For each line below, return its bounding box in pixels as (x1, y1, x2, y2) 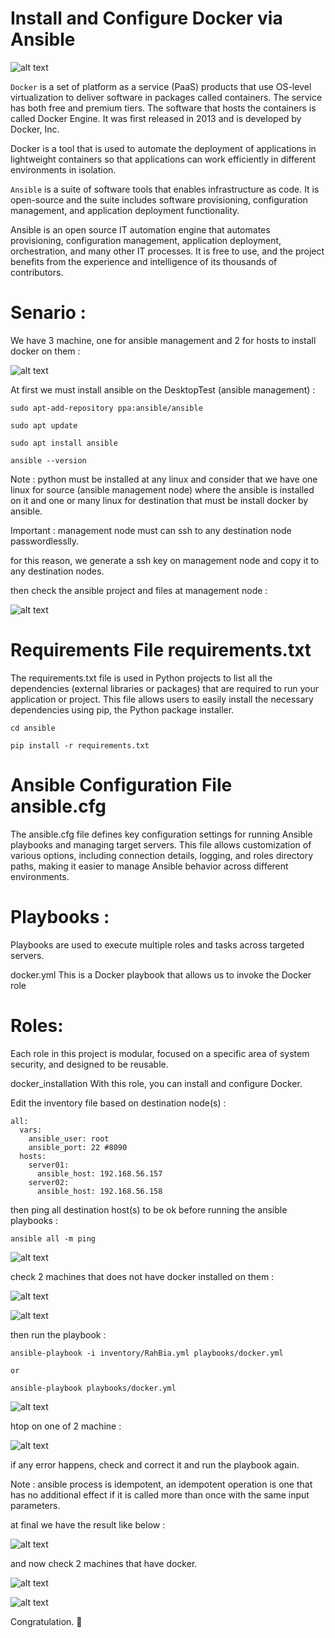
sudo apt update (10, 420, 78, 431)
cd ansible (10, 723, 56, 733)
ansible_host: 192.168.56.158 (36, 1186, 163, 1196)
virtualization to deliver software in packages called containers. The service (10, 91, 323, 103)
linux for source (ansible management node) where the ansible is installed (10, 483, 315, 496)
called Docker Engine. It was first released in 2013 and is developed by (10, 112, 302, 124)
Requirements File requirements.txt (10, 639, 312, 662)
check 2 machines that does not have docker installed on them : (10, 1270, 275, 1282)
